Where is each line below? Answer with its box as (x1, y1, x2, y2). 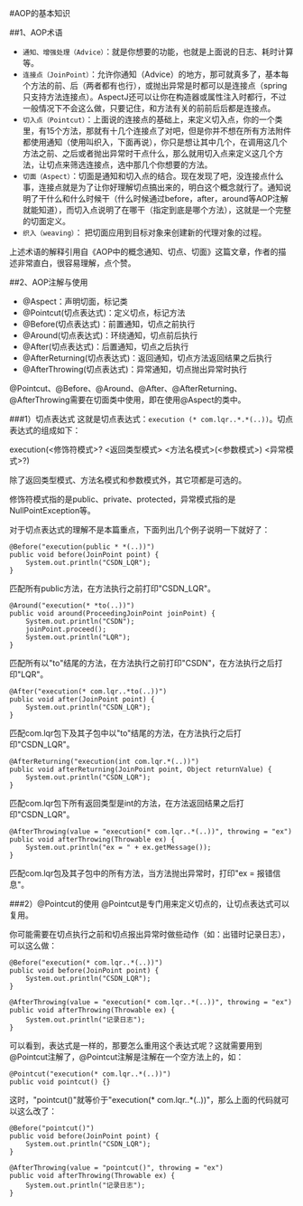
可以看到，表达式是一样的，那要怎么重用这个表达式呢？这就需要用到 (9, 1041, 262, 1051)
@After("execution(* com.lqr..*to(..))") (9, 687, 168, 696)
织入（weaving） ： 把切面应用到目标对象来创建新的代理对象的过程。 (22, 227, 267, 238)
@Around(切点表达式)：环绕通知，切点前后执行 (22, 330, 198, 341)
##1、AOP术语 (9, 27, 63, 38)
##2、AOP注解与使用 (9, 277, 88, 287)
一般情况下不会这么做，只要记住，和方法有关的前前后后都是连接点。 (22, 103, 276, 113)
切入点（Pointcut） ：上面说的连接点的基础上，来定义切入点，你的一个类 (22, 114, 283, 125)
